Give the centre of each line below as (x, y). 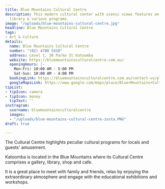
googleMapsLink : (26, 82)
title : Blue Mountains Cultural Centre (46, 10)
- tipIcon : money (23, 96)
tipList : (14, 87)
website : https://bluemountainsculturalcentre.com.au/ (67, 60)
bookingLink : (23, 78)
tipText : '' (22, 101)
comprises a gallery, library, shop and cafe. (49, 162)
